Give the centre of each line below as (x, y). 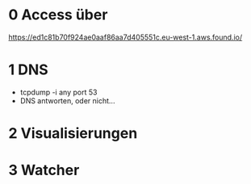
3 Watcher (44, 170)
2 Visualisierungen (73, 134)
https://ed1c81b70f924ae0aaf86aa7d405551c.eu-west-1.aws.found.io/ (125, 37)
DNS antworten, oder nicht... (67, 100)
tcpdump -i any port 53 (59, 92)
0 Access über (58, 15)
